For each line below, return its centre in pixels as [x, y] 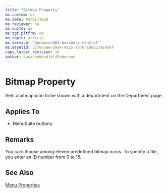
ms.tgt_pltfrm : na [24, 33]
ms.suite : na [19, 29]
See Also [19, 173]
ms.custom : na [20, 15]
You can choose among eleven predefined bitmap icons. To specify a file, [81, 151]
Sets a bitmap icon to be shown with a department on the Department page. [84, 96]
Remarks [20, 139]
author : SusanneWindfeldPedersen [40, 57]
